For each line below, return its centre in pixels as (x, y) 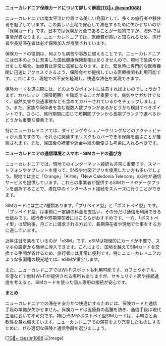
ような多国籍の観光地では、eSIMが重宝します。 (54, 259)
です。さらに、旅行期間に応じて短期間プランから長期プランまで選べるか (87, 114)
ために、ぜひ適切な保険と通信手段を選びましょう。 (57, 328)
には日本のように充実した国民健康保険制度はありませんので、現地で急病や (81, 60)
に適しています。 (22, 230)
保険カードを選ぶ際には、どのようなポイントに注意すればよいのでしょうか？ (83, 89)
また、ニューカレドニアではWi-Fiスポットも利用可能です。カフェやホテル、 (82, 270)
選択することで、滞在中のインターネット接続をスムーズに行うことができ (87, 189)
